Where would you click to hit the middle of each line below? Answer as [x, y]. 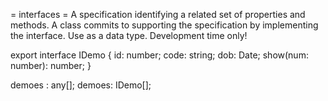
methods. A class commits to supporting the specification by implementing [164, 25]
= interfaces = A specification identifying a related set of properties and [158, 14]
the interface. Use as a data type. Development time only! [129, 35]
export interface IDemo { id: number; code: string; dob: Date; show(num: [159, 55]
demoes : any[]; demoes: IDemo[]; [81, 85]
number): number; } [51, 65]
